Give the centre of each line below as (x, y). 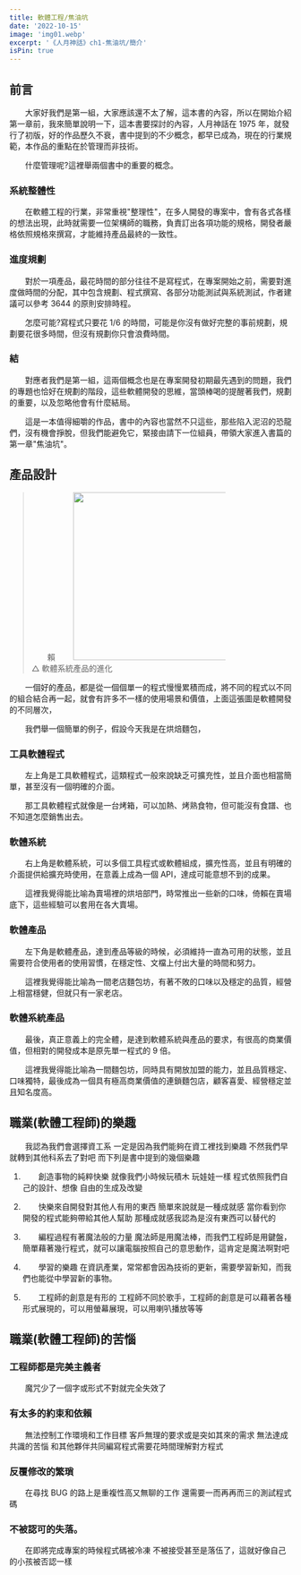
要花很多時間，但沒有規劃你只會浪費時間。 (95, 333)
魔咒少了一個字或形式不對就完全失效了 (96, 1388)
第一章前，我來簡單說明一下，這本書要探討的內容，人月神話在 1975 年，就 (146, 124)
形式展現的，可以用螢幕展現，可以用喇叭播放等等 (112, 1308)
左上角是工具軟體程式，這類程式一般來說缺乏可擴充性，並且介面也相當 (155, 775)
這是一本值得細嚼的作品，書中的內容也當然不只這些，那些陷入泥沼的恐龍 (159, 421)
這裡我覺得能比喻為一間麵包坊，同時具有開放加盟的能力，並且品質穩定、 (159, 1069)
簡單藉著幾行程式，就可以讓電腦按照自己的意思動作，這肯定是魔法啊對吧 (155, 1248)
